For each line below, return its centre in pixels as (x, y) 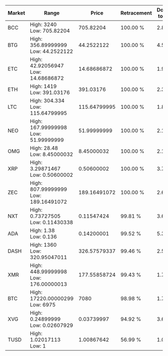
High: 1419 (43, 86)
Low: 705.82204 (50, 31)
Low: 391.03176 (50, 93)
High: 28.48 (44, 148)
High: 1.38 (42, 230)
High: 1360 (43, 245)
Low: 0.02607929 (51, 325)
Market (16, 13)
